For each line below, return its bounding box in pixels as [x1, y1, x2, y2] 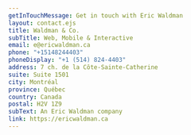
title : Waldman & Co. [8, 26, 80, 34]
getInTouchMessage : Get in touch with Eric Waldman [8, 11, 183, 20]
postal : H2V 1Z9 [8, 100, 62, 108]
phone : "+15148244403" [8, 48, 84, 56]
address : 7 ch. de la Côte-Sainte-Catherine [8, 64, 158, 71]
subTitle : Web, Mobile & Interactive [8, 33, 134, 42]
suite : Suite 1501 [8, 71, 69, 79]
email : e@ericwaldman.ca [8, 41, 91, 49]
